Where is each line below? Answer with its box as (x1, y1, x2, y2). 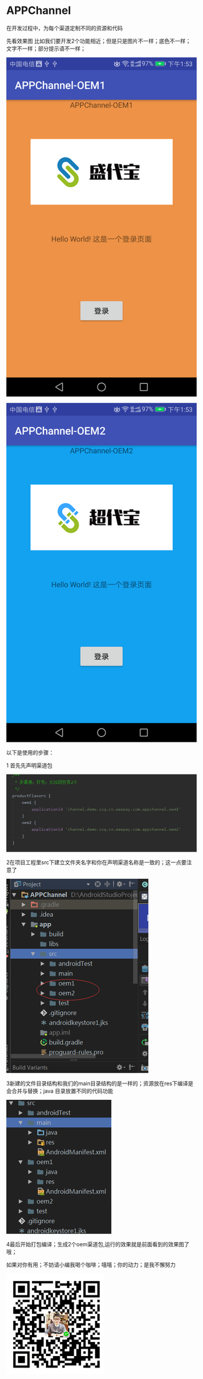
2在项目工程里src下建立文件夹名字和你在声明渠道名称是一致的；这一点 (6, 858, 181, 866)
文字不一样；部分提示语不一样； (6, 45, 86, 52)
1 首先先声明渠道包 (6, 761, 53, 769)
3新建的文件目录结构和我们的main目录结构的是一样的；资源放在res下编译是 (6, 1079, 194, 1087)
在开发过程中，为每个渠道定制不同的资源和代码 (6, 24, 123, 31)
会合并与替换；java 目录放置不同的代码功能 (6, 1087, 114, 1094)
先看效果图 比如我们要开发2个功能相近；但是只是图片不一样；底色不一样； (6, 37, 192, 44)
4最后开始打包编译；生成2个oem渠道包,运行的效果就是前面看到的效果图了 (6, 1240, 190, 1248)
